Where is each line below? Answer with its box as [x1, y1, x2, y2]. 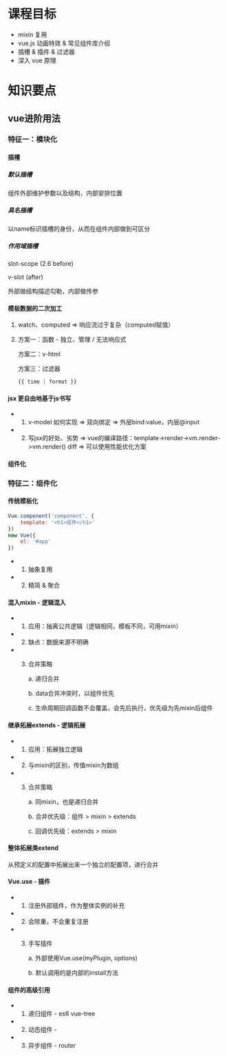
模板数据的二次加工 [8, 304, 63, 312]
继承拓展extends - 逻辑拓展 [8, 721, 86, 729]
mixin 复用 [17, 30, 47, 39]
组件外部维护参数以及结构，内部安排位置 [8, 189, 122, 197]
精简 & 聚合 [28, 581, 61, 590]
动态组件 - [28, 1026, 57, 1034]
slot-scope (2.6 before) [8, 259, 74, 267]
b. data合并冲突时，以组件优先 [28, 690, 115, 698]
